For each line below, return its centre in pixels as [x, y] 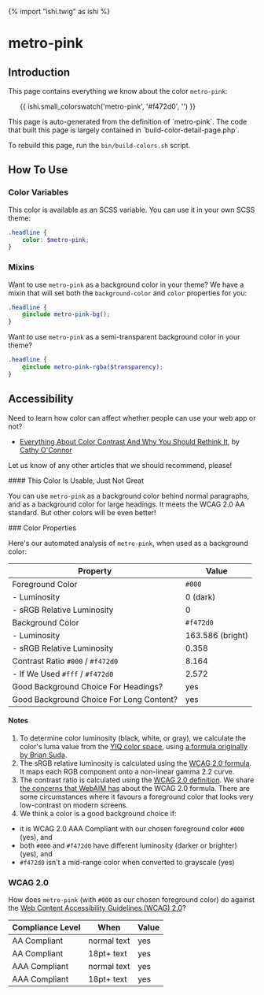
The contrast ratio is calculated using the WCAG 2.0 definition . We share [137, 780]
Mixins [21, 267]
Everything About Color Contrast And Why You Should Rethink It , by [129, 441]
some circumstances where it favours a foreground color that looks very [136, 796]
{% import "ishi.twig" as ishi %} [59, 11]
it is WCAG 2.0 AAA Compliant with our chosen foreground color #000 [132, 828]
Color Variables [38, 192]
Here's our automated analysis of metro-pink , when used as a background [128, 543]
